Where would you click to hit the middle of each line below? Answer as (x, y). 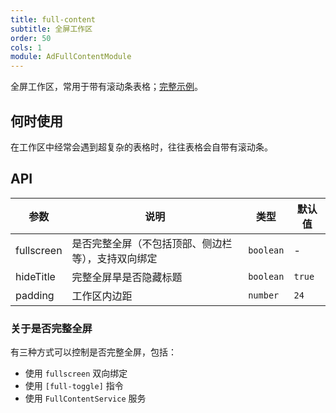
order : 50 (31, 38)
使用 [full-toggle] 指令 (74, 386)
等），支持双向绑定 (114, 258)
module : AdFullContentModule (71, 57)
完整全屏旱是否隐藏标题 (127, 277)
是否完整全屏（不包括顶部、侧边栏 (152, 243)
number (264, 295)
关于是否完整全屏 (51, 328)
